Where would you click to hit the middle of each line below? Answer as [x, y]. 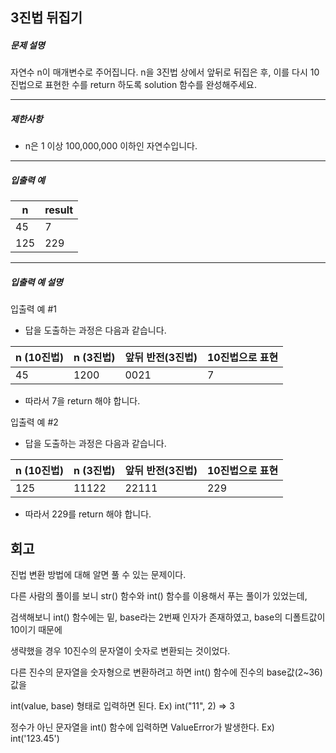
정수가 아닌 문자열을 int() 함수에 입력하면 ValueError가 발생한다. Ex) [142, 727]
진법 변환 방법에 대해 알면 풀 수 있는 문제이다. [98, 575]
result [59, 210]
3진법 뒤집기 [46, 18]
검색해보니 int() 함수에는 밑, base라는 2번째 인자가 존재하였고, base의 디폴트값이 [168, 617]
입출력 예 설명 [36, 282]
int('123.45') [35, 739]
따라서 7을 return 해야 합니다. [82, 401]
